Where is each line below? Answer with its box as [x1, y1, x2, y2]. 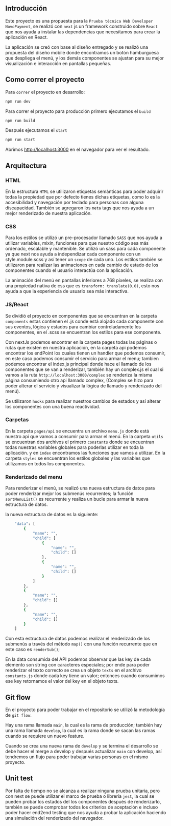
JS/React [5, 301, 29, 308]
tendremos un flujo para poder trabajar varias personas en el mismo [5, 754, 149, 760]
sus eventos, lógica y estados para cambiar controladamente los [5, 323, 141, 330]
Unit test [5, 774, 33, 783]
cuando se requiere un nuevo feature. [5, 733, 85, 739]
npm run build [5, 118, 36, 123]
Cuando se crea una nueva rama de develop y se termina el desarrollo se [5, 743, 158, 749]
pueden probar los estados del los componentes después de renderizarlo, [5, 798, 161, 804]
